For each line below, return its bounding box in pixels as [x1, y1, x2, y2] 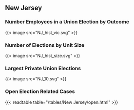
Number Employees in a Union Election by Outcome [5, 18, 130, 25]
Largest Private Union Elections [5, 65, 81, 72]
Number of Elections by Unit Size [5, 41, 85, 48]
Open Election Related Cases [5, 88, 75, 95]
